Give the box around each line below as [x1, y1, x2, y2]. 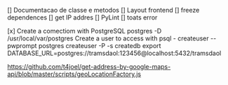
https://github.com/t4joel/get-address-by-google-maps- [7, 63, 171, 70]
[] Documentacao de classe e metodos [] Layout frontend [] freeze [7, 6, 200, 14]
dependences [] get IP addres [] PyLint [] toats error [7, 13, 158, 22]
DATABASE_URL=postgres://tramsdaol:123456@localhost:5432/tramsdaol [7, 49, 222, 57]
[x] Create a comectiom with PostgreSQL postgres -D [7, 27, 162, 35]
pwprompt [7, 42, 37, 49]
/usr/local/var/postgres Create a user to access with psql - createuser [7, 34, 209, 42]
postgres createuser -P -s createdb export [38, 42, 161, 49]
